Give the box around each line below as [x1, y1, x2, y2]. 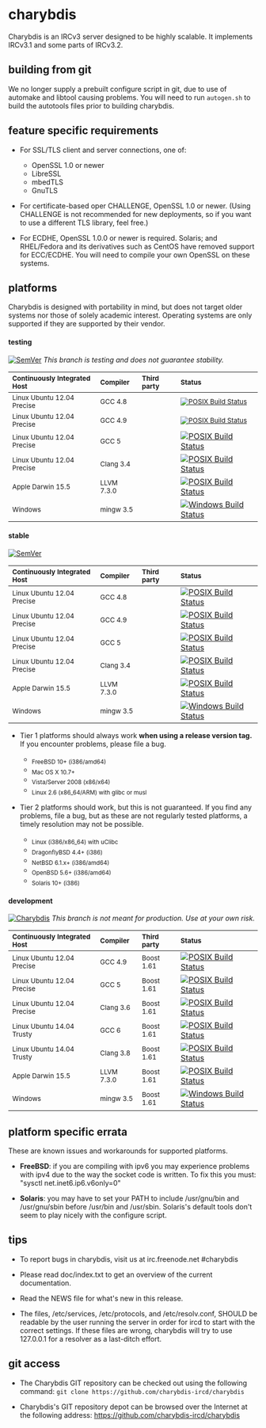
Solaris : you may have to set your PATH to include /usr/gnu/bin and [19, 1194, 240, 1203]
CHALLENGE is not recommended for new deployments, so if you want [19, 209, 252, 219]
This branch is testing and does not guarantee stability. [43, 355, 224, 364]
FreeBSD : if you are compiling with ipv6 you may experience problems [19, 1161, 250, 1171]
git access [8, 1357, 61, 1371]
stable [8, 531, 30, 540]
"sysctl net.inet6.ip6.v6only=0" [19, 1178, 121, 1187]
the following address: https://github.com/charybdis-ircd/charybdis [19, 1410, 240, 1419]
